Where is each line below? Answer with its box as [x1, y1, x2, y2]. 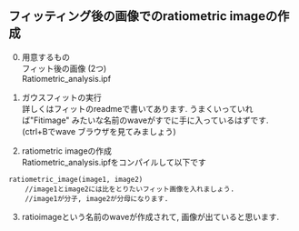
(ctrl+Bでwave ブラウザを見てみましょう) [21, 126, 176, 136]
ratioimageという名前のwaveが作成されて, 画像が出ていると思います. [21, 211, 280, 222]
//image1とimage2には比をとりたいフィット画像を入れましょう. [25, 185, 235, 194]
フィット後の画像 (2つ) [21, 63, 107, 74]
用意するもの [21, 51, 70, 62]
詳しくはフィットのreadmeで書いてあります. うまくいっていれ [21, 103, 254, 114]
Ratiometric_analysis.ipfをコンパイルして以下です [21, 156, 206, 167]
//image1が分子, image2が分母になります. [25, 194, 169, 203]
